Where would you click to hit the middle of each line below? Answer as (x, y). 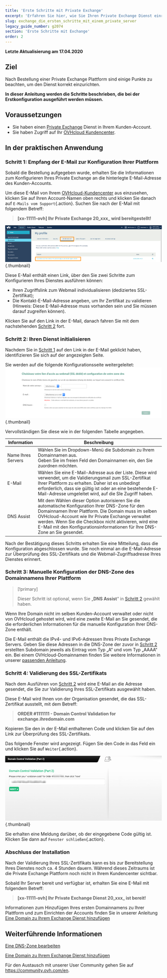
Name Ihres (19, 455)
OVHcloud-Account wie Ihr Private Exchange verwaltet (94, 516)
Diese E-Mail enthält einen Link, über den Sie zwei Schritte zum (70, 275)
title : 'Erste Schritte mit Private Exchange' (54, 10)
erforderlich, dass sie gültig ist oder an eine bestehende (95, 488)
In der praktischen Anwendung (54, 148)
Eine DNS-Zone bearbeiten (33, 946)
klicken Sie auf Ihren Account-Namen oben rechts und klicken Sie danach (81, 198)
